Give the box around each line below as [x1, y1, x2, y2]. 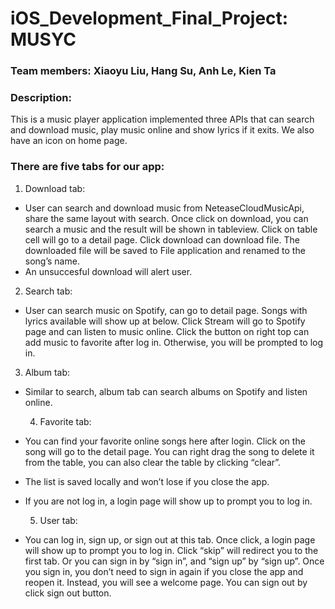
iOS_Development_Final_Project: [10, 7, 289, 30]
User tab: [39, 514, 78, 526]
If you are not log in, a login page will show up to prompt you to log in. [24, 495, 313, 507]
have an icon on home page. [10, 135, 128, 147]
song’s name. [24, 255, 80, 267]
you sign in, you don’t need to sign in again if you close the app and [24, 565, 304, 577]
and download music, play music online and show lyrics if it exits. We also [10, 124, 315, 136]
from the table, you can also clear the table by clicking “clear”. [24, 456, 282, 468]
